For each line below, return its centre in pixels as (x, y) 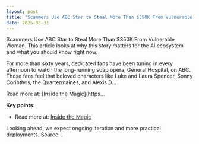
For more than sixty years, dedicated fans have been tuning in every (90, 63)
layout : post (22, 12)
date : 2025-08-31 (28, 23)
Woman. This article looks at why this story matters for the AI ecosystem (95, 46)
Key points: (20, 105)
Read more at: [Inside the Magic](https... (56, 94)
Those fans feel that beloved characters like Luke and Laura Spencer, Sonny (99, 76)
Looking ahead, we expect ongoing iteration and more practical (84, 129)
